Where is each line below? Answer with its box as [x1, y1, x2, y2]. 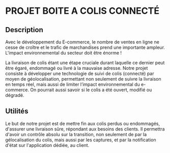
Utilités [5, 107, 29, 116]
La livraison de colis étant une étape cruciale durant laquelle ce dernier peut [5, 60, 165, 66]
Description [5, 25, 43, 34]
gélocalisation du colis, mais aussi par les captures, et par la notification [5, 137, 156, 143]
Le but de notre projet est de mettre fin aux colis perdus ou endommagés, [5, 120, 160, 126]
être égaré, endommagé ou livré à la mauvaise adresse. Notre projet [5, 65, 148, 71]
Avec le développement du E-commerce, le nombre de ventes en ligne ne [5, 39, 159, 45]
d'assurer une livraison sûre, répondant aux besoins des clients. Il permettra [5, 125, 165, 132]
